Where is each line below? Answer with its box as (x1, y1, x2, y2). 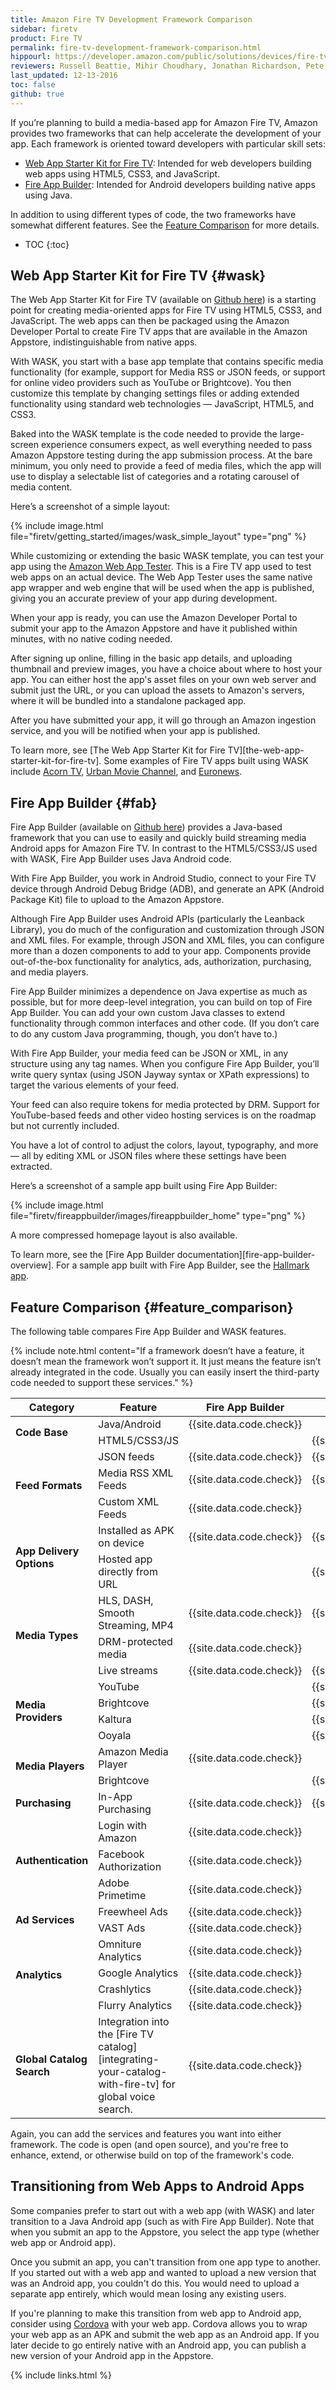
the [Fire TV (98, 2027, 154, 2041)
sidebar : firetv (10, 24, 78, 34)
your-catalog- (98, 2065, 168, 2079)
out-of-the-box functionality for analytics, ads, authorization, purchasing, (10, 956, 312, 968)
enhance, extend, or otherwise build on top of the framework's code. (10, 2149, 295, 2161)
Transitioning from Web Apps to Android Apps (10, 2178, 305, 2195)
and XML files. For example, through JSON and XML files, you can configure (10, 934, 325, 946)
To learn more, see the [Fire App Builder (10, 1249, 175, 1261)
